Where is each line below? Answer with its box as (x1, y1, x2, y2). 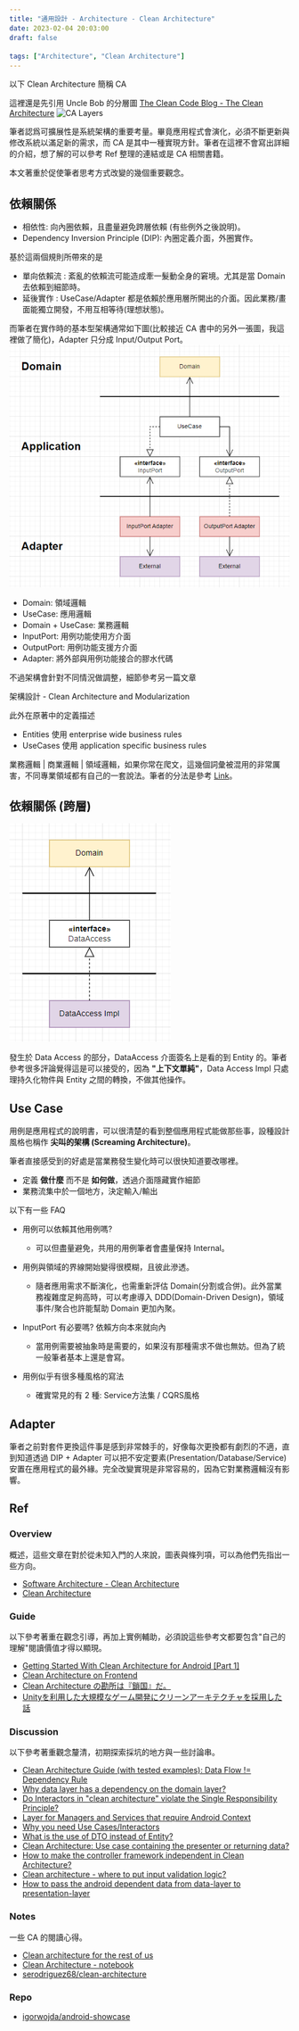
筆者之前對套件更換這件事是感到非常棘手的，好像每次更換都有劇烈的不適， (9, 1441, 282, 1452)
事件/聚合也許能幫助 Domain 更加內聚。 (35, 1303, 181, 1314)
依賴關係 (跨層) (9, 799, 92, 814)
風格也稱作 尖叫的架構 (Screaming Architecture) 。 (9, 1137, 196, 1148)
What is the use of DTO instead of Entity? (21, 1831, 174, 1842)
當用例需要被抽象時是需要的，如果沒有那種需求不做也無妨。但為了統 (35, 1341, 286, 1352)
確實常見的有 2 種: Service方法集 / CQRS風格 (35, 1390, 200, 1401)
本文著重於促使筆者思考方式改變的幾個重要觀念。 (9, 168, 189, 178)
